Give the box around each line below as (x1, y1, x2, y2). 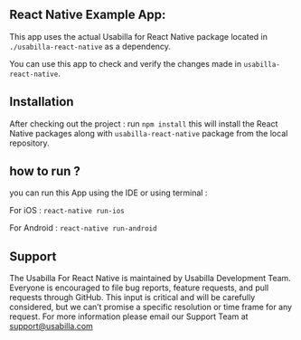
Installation (9, 94, 74, 109)
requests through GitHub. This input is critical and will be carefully (9, 292, 256, 303)
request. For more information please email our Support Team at (9, 311, 249, 322)
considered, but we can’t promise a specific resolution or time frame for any (9, 302, 292, 313)
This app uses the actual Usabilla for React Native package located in (9, 31, 268, 42)
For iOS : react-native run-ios (9, 205, 125, 216)
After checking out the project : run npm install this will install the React (9, 118, 278, 129)
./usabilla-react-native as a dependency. (9, 41, 172, 52)
